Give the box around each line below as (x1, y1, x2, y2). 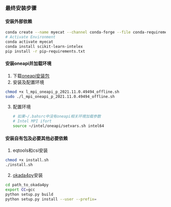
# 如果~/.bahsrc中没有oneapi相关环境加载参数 (12, 114, 101, 119)
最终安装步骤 (5, 4, 37, 11)
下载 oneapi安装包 (12, 72, 50, 79)
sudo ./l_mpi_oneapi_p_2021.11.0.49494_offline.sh (5, 94, 115, 99)
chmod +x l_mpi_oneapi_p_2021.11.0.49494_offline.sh (5, 89, 120, 94)
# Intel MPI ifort (12, 119, 52, 124)
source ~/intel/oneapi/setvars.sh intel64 (12, 123, 104, 128)
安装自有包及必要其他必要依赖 (5, 135, 68, 141)
